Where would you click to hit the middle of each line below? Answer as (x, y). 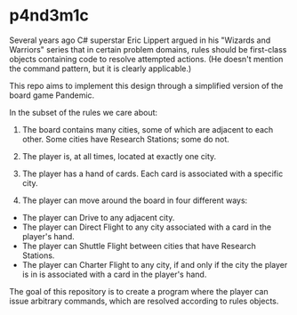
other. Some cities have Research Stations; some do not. (125, 139)
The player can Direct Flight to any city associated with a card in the (147, 227)
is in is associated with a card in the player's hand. (114, 274)
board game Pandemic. (52, 95)
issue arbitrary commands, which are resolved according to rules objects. (144, 301)
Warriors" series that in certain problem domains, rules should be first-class (148, 49)
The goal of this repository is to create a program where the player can (139, 291)
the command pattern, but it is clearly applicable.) (100, 69)
